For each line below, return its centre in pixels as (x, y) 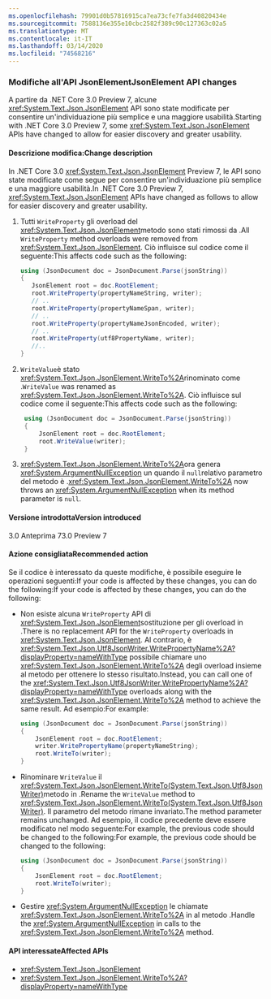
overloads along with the (171, 691)
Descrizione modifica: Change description (80, 153)
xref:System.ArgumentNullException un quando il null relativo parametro (141, 473)
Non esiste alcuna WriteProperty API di (86, 613)
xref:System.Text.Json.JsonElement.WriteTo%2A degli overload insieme (141, 665)
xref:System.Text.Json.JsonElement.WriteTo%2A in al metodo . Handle (138, 915)
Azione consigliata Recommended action (78, 554)
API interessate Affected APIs (58, 951)
